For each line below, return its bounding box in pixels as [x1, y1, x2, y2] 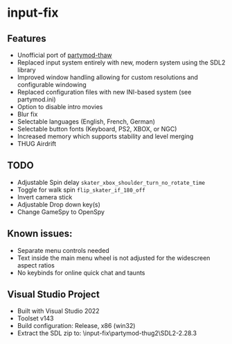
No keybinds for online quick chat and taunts [17, 268, 145, 277]
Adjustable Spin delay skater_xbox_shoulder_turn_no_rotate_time [17, 178, 206, 186]
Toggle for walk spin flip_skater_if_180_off [17, 186, 145, 194]
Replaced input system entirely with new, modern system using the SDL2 [17, 58, 226, 67]
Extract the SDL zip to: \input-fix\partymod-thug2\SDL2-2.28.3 [17, 329, 197, 338]
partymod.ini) [17, 95, 57, 104]
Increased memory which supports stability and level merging [17, 132, 194, 140]
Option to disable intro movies [17, 103, 103, 110]
